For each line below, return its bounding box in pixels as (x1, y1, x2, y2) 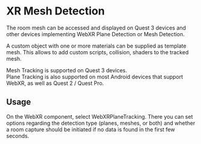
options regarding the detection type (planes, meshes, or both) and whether (6, 119, 196, 127)
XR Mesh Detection (6, 4, 105, 18)
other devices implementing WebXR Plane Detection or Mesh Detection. (6, 30, 185, 37)
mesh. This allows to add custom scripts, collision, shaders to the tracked (6, 48, 189, 55)
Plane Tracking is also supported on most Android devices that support (6, 73, 183, 80)
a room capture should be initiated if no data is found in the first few (6, 125, 175, 133)
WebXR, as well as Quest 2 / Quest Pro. (6, 80, 104, 87)
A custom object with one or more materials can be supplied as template (6, 42, 187, 49)
